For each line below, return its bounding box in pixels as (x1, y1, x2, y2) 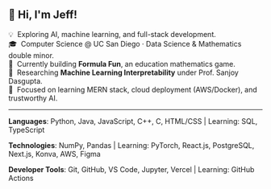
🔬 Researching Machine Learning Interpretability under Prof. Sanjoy (8, 68, 240, 77)
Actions (8, 173, 34, 183)
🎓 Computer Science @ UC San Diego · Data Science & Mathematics (8, 39, 242, 48)
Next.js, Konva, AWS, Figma (8, 149, 101, 158)
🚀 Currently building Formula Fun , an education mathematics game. (8, 59, 236, 68)
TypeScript (8, 125, 45, 134)
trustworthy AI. (8, 93, 58, 103)
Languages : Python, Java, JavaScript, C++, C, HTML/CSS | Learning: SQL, (8, 116, 258, 125)
